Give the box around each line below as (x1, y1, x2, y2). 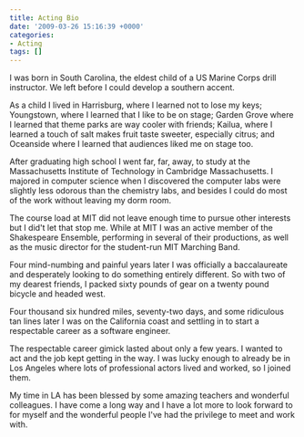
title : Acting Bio (9, 13, 79, 23)
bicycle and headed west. (9, 288, 106, 299)
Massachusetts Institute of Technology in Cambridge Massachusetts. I (9, 166, 274, 177)
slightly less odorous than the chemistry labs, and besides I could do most (9, 185, 288, 196)
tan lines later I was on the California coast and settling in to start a (9, 316, 259, 327)
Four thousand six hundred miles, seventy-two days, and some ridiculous (9, 307, 285, 317)
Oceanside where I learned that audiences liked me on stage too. (9, 139, 254, 150)
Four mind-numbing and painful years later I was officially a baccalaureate (9, 259, 289, 270)
